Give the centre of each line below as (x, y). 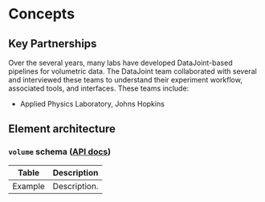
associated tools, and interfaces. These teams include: (99, 88)
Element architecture (62, 129)
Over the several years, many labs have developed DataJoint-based (120, 63)
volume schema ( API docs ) (59, 151)
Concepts (41, 14)
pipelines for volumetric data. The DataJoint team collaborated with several (132, 71)
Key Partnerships (53, 44)
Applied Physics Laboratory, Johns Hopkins (92, 104)
